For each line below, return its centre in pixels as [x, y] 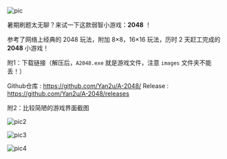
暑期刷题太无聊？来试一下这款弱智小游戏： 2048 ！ [79, 25]
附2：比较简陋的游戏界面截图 [48, 108]
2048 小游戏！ [28, 48]
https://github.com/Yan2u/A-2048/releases [68, 94]
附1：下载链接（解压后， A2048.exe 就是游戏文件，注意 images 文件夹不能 [109, 63]
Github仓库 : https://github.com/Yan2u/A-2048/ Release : [88, 86]
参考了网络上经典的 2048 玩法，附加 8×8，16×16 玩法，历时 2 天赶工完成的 [114, 39]
